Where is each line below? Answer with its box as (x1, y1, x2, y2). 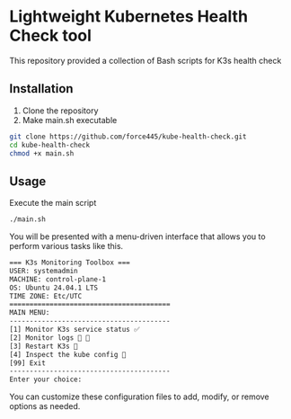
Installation (9, 81, 74, 96)
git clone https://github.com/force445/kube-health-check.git (9, 132, 247, 141)
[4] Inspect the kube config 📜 (9, 350, 127, 359)
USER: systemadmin (9, 266, 78, 275)
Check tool (9, 25, 93, 46)
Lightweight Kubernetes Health (9, 6, 249, 27)
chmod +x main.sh (9, 148, 75, 158)
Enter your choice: (9, 375, 83, 384)
